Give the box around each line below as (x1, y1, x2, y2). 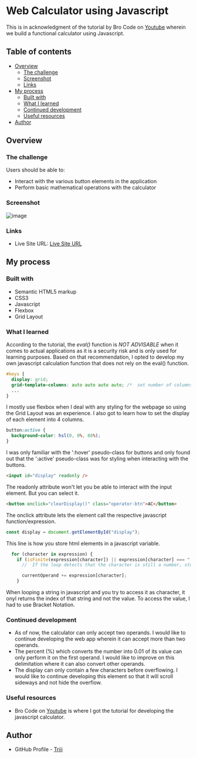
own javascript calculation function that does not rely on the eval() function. (6, 360, 189, 367)
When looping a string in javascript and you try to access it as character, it (6, 589, 185, 596)
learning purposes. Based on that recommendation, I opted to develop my (6, 353, 185, 361)
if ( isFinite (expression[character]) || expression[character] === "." (16, 557, 195, 562)
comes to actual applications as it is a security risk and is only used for (6, 348, 177, 355)
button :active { (6, 427, 46, 433)
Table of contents (6, 47, 72, 57)
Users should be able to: (6, 166, 66, 174)
